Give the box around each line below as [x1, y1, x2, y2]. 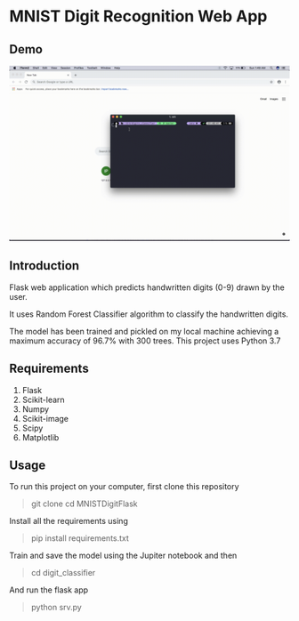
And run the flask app [9, 585, 89, 595]
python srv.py [30, 602, 82, 613]
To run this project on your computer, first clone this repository [9, 481, 239, 492]
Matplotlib [21, 431, 60, 442]
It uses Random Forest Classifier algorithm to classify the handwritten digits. [9, 309, 289, 319]
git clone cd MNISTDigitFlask [30, 498, 138, 509]
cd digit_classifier [30, 568, 96, 578]
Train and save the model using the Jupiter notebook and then [9, 550, 238, 561]
